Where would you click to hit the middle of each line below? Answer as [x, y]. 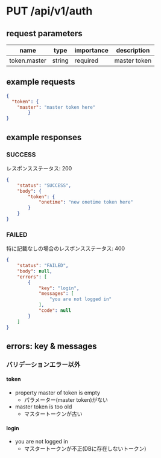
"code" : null [55, 311]
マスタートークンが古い [53, 414]
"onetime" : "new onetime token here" [86, 202]
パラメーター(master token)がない [66, 400]
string [61, 60]
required [87, 60]
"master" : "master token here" [56, 107]
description [133, 50]
